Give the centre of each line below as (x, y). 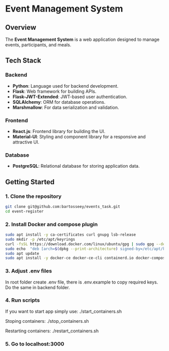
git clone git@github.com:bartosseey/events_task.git (63, 206)
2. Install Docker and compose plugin (52, 224)
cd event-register (24, 211)
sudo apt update (22, 253)
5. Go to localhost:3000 (35, 344)
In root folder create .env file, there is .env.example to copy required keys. (82, 282)
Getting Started (30, 182)
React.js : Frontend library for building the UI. (59, 131)
